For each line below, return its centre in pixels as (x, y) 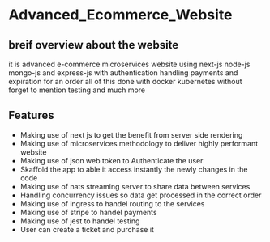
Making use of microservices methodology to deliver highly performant (139, 143)
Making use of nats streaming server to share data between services (135, 186)
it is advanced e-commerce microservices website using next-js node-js (129, 64)
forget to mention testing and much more (77, 90)
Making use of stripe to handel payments (88, 212)
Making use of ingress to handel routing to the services (112, 203)
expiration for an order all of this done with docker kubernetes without (125, 81)
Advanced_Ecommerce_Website (120, 15)
